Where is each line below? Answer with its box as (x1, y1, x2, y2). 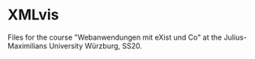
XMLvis (7, 6, 59, 24)
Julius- (223, 32, 247, 42)
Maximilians (7, 40, 48, 50)
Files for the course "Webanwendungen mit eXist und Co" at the (7, 32, 223, 42)
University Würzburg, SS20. (49, 40, 143, 50)
